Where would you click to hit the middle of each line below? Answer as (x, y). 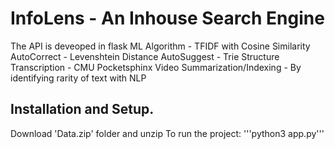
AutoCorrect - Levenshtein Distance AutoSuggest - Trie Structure (145, 56)
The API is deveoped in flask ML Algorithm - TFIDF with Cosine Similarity (160, 46)
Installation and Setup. (82, 109)
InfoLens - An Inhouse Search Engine (167, 18)
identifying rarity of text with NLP (78, 78)
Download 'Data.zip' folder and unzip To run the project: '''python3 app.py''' (167, 133)
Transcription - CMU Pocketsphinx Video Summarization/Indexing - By (156, 67)
